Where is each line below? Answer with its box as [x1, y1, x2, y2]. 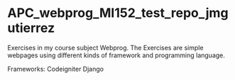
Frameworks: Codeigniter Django [7, 64, 104, 73]
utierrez [7, 20, 55, 36]
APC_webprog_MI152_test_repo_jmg [7, 5, 229, 21]
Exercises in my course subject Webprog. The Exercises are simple [7, 43, 204, 52]
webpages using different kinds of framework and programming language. [7, 51, 226, 59]
